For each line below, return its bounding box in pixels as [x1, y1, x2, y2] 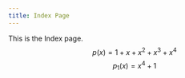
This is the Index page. [8, 33, 84, 43]
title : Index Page [8, 11, 70, 20]
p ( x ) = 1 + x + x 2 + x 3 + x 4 [91, 45, 178, 57]
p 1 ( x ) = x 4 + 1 [112, 60, 157, 72]
